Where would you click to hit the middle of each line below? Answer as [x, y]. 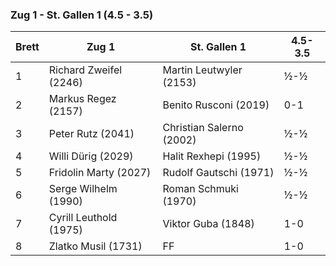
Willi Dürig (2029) [91, 156]
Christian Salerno [203, 128]
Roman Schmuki [200, 189]
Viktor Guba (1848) [208, 224]
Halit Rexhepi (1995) [212, 156]
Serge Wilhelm [83, 189]
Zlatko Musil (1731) [95, 246]
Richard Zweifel [85, 70]
